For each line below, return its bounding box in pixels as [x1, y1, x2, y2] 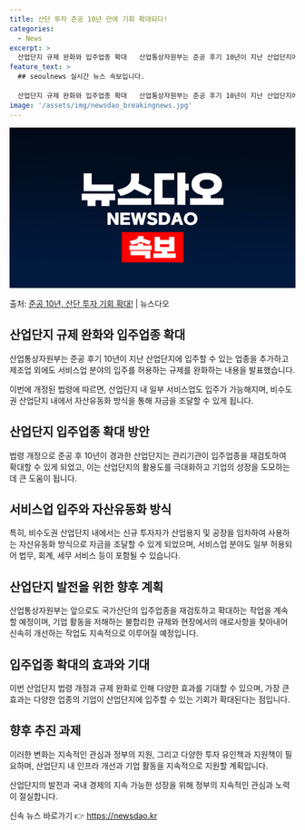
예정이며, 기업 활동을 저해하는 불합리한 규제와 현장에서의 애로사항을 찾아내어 [18, 617, 289, 628]
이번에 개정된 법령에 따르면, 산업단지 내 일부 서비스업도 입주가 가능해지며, [9, 384, 269, 395]
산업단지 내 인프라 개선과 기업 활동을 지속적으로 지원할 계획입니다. [35, 760, 269, 771]
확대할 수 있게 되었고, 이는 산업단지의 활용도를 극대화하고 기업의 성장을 [9, 461, 259, 472]
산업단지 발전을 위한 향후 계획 [9, 579, 164, 594]
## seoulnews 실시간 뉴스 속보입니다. [17, 73, 145, 82]
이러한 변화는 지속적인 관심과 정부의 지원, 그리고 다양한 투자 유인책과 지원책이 [9, 748, 283, 759]
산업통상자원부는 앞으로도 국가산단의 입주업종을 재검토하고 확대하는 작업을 [9, 605, 272, 616]
